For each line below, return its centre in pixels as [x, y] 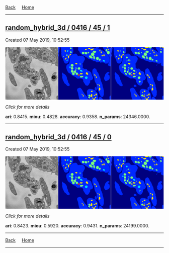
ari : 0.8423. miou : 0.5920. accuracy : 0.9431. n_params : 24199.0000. [77, 226]
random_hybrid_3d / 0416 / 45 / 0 [58, 137]
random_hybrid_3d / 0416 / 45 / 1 [58, 28]
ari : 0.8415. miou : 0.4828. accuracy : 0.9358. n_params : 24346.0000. [78, 116]
